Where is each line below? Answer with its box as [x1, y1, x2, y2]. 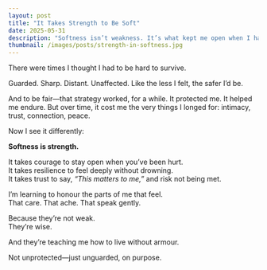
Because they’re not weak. [8, 213, 95, 223]
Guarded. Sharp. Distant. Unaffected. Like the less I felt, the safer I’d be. [8, 79, 244, 88]
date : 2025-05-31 [8, 26, 66, 34]
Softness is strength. [8, 142, 79, 151]
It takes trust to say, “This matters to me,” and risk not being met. [8, 174, 222, 184]
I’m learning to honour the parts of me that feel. [8, 190, 163, 199]
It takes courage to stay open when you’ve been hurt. [8, 157, 184, 167]
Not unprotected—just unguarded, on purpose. [8, 252, 162, 263]
